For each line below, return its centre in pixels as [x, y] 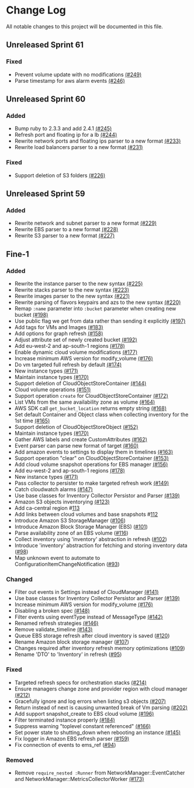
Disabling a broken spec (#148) [52, 611]
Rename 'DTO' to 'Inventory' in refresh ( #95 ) [68, 654]
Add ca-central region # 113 [47, 508]
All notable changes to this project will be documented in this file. [85, 26]
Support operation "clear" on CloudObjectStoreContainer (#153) [92, 458]
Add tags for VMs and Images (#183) [59, 327]
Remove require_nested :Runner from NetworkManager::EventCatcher [100, 773]
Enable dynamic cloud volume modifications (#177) [76, 352]
